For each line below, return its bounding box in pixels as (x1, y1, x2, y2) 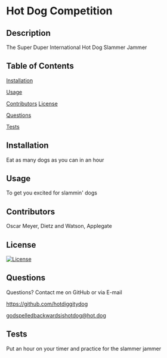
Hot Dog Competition (6, 4, 113, 18)
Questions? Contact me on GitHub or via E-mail (6, 288, 122, 296)
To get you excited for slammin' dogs (6, 189, 97, 196)
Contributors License (6, 100, 58, 107)
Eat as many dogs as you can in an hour (6, 156, 104, 163)
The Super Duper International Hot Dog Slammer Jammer (6, 44, 147, 51)
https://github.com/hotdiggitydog (6, 300, 88, 307)
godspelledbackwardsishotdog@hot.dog (6, 311, 106, 319)
